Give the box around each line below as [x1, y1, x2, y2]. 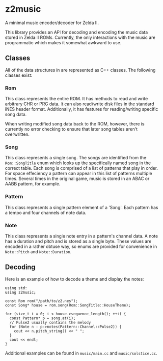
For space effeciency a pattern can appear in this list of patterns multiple [5, 171, 152, 177]
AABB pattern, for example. [5, 181, 60, 187]
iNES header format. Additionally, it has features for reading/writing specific [5, 106, 158, 112]
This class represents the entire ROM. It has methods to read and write [5, 96, 148, 102]
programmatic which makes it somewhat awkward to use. [5, 39, 122, 45]
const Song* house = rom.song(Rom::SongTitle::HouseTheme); [5, 302, 131, 308]
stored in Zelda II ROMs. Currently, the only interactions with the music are [5, 34, 156, 40]
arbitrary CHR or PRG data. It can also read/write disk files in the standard [5, 101, 155, 107]
